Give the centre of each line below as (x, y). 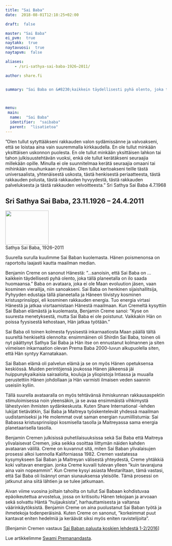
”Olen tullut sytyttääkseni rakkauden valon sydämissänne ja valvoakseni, (82, 141)
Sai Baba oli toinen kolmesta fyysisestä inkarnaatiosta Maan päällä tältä (81, 332)
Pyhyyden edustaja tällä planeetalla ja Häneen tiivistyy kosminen (73, 295)
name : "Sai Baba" (30, 117)
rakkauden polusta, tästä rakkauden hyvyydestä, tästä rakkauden (74, 179)
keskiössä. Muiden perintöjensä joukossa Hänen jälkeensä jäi (70, 369)
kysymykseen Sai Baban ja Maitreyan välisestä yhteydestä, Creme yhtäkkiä (84, 459)
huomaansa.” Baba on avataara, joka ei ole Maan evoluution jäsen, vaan (81, 284)
